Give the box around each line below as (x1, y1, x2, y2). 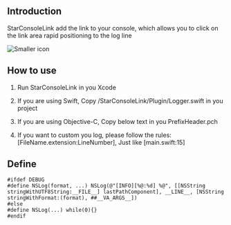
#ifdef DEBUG (7, 177, 45, 183)
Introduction (7, 6, 62, 17)
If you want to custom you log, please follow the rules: (17, 131, 172, 139)
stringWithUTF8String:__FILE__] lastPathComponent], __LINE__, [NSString (7, 188, 225, 196)
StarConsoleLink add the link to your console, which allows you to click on (7, 24, 219, 32)
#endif (7, 213, 26, 220)
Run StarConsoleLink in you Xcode (17, 83, 116, 91)
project (17, 104, 38, 112)
